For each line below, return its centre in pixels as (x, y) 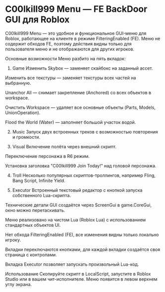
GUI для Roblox (37, 20)
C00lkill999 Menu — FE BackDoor (76, 9)
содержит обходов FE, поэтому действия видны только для (68, 43)
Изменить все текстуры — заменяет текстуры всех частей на (71, 78)
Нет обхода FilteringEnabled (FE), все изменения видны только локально (82, 234)
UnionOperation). (23, 113)
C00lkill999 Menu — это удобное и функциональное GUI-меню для (76, 33)
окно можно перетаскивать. (35, 210)
